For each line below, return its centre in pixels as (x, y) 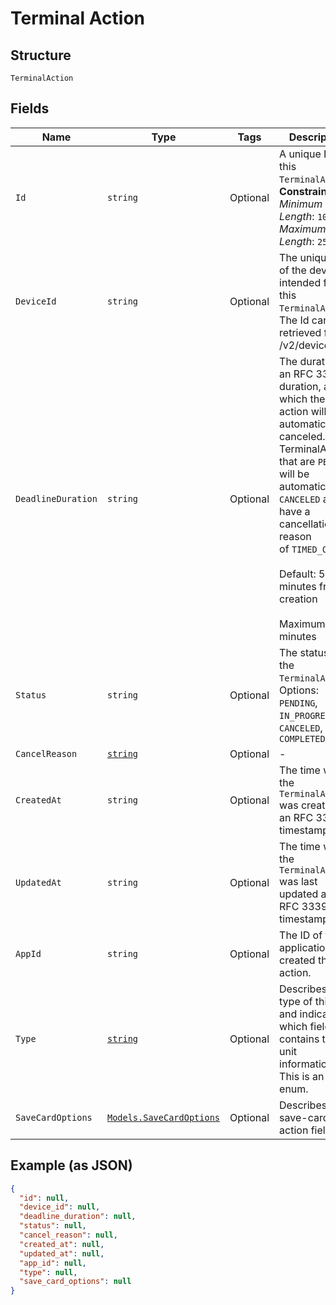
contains (299, 1039)
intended (300, 282)
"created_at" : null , (62, 1244)
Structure (41, 55)
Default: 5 (302, 574)
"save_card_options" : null (75, 1282)
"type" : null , (48, 1272)
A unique (300, 154)
